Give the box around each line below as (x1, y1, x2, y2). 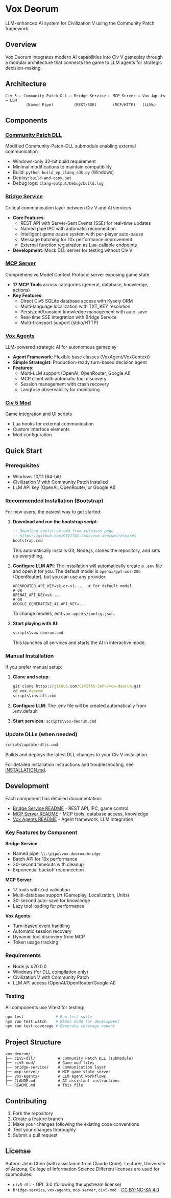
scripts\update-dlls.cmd (5, 742, 58, 747)
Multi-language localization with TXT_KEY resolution (20, 303, 131, 309)
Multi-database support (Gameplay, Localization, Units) (12, 892, 129, 898)
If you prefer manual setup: (5, 664, 62, 670)
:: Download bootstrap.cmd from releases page (12, 528, 114, 534)
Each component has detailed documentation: (5, 795, 102, 801)
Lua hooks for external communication (12, 421, 94, 427)
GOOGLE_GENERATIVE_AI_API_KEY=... (12, 602, 86, 607)
